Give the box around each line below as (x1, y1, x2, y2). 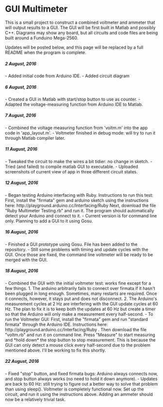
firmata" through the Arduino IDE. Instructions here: (5, 322, 108, 327)
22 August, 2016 (5, 358, 39, 364)
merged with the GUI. (5, 256, 48, 263)
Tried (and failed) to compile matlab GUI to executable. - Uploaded (5, 164, 138, 170)
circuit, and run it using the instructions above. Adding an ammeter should (5, 391, 153, 397)
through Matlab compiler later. (5, 135, 65, 141)
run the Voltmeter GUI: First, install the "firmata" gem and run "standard (5, 316, 148, 322)
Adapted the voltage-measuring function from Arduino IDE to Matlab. (5, 101, 143, 107)
